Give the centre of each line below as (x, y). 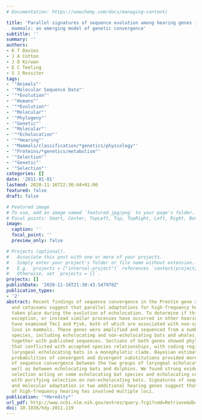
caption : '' (27, 229)
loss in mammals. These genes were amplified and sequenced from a (98, 330)
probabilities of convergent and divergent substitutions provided (98, 358)
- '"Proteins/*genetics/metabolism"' (54, 151)
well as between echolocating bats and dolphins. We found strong (96, 369)
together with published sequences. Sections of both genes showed (98, 341)
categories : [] (25, 174)
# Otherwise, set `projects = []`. (54, 274)
